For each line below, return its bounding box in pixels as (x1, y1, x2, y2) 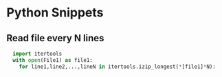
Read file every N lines (6, 32, 104, 44)
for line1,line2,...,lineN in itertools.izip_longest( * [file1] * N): (19, 63, 216, 70)
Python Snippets (6, 5, 104, 21)
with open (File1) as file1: (12, 56, 93, 63)
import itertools (12, 50, 63, 57)
